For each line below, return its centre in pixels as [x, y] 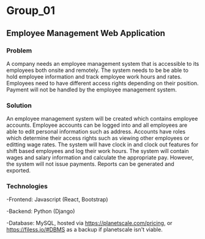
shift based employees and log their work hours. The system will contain [98, 151]
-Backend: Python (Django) [41, 212]
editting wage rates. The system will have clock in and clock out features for [102, 144]
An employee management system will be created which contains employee [102, 119]
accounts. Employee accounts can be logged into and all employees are [97, 125]
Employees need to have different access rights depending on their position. [102, 83]
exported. [19, 171]
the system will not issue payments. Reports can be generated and [90, 164]
